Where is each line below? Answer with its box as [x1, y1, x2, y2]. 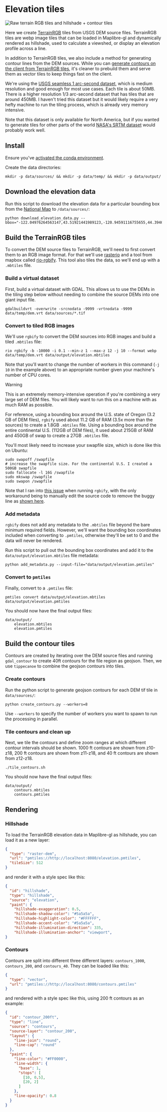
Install [5, 142, 25, 150]
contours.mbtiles [14, 787, 50, 792]
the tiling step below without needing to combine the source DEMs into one [5, 291, 159, 297]
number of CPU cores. [5, 372, 51, 378]
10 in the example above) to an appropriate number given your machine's [5, 366, 155, 372]
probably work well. [5, 127, 46, 133]
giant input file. [5, 297, 36, 303]
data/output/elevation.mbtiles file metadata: [5, 553, 99, 559]
